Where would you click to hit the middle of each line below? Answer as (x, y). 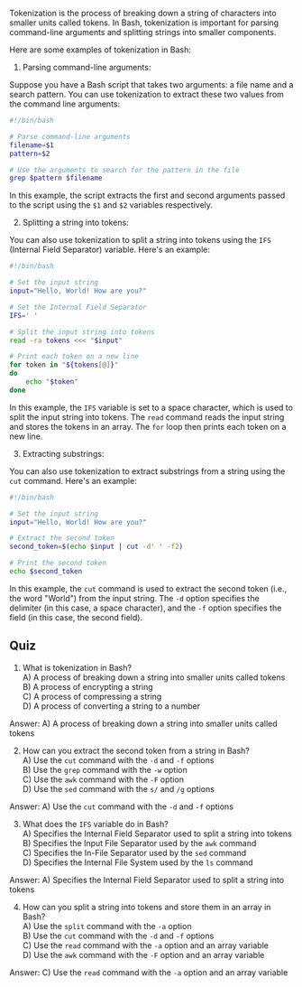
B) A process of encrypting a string (87, 686)
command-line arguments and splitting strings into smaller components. (143, 32)
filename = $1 (32, 145)
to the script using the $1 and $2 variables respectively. (111, 205)
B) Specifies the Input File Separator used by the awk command (139, 843)
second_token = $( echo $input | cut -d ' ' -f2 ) (96, 547)
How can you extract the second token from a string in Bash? (136, 750)
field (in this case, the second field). (76, 617)
